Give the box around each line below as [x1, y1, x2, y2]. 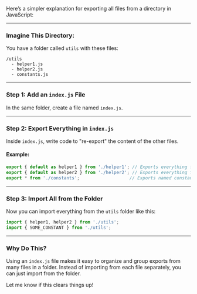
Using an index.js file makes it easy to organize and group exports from [6, 258, 181, 265]
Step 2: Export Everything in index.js [6, 124, 114, 132]
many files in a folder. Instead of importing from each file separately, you [6, 264, 182, 271]
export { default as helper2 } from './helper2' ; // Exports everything [6, 169, 188, 175]
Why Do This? [6, 244, 47, 252]
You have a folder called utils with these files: [6, 45, 118, 52]
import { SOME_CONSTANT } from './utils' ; [6, 225, 111, 230]
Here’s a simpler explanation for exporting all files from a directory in [6, 5, 172, 12]
